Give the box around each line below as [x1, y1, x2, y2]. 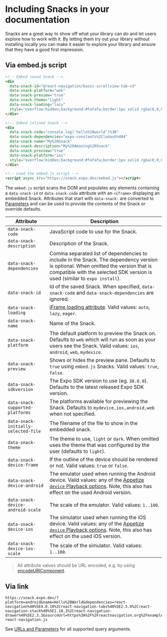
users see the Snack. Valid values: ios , [49, 342, 140, 349]
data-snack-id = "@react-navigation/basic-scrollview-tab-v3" [9, 83, 137, 88]
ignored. [49, 296, 69, 303]
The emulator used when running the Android [49, 470, 156, 477]
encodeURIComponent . [17, 568, 66, 574]
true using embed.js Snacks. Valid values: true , [49, 363, 159, 370]
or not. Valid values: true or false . [49, 462, 129, 469]
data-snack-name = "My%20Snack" [9, 139, 72, 144]
